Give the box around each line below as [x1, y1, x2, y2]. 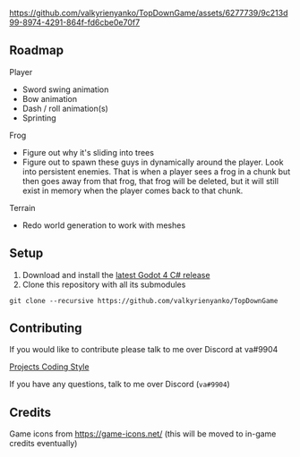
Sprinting [21, 112, 56, 123]
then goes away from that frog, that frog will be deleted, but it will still [21, 175, 279, 186]
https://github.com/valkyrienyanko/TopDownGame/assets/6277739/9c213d [9, 8, 288, 18]
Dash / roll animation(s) [21, 103, 109, 114]
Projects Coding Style [9, 361, 90, 372]
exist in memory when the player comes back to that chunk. [21, 185, 244, 196]
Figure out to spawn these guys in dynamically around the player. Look [21, 157, 284, 167]
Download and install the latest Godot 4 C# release [21, 269, 210, 280]
